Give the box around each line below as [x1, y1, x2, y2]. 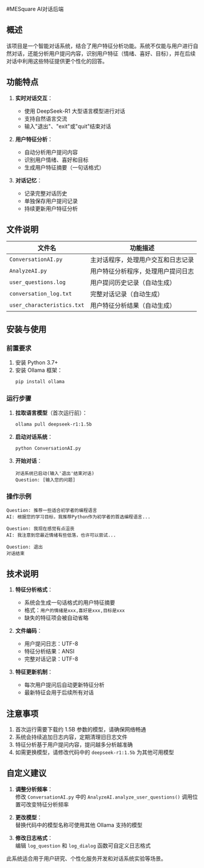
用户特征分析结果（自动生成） [90, 301, 176, 310]
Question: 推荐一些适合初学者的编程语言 [6, 508, 97, 514]
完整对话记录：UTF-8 [24, 655, 79, 663]
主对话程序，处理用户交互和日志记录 [90, 255, 194, 264]
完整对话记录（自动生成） [90, 290, 164, 299]
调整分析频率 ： [15, 785, 53, 792]
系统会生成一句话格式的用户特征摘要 [24, 599, 116, 607]
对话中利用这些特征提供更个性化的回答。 [6, 57, 108, 65]
